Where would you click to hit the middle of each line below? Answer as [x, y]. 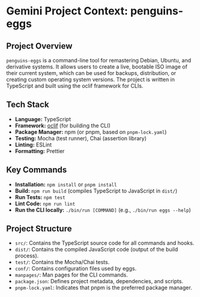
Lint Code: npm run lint [45, 203]
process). [27, 256]
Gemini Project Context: [67, 11]
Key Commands [37, 170]
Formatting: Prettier [40, 151]
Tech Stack [28, 105]
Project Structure [39, 229]
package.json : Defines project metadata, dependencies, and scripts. [99, 281]
